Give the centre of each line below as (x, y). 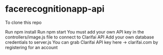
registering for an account (32, 47)
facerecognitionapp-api (55, 9)
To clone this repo (23, 22)
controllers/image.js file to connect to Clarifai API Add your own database (80, 37)
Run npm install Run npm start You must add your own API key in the (75, 32)
